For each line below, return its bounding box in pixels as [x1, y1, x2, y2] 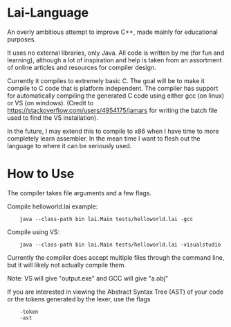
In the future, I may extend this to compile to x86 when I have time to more [7, 127, 219, 135]
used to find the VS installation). [7, 113, 98, 122]
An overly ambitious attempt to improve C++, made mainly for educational [7, 28, 218, 36]
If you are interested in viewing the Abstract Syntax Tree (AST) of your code [7, 288, 223, 296]
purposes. [7, 35, 37, 43]
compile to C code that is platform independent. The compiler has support [7, 84, 219, 92]
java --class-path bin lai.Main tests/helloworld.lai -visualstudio [19, 241, 221, 248]
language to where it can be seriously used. [7, 141, 132, 150]
